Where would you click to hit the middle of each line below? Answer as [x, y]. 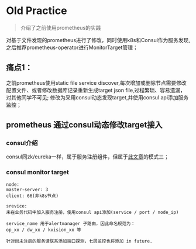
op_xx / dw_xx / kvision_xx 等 [44, 230]
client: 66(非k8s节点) [32, 196]
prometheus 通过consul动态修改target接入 [84, 125]
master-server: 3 [27, 189]
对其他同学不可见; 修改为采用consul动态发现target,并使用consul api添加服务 [97, 97]
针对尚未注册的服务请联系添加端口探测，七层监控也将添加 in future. [79, 241]
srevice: [17, 206]
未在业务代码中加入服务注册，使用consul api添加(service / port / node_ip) [92, 212]
